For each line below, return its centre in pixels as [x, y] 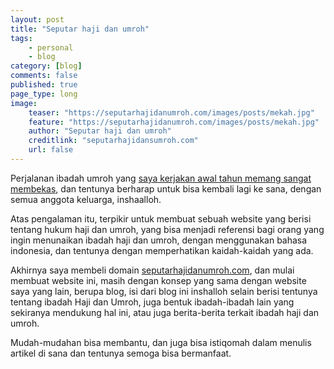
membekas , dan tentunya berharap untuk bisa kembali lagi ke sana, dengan [166, 188]
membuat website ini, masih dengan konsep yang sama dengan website [158, 280]
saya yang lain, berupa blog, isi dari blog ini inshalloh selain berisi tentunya [164, 291]
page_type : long [44, 94]
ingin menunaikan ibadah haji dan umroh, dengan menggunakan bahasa [159, 240]
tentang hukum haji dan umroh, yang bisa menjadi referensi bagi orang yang [167, 229]
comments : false [44, 76]
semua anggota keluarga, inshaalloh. [86, 199]
